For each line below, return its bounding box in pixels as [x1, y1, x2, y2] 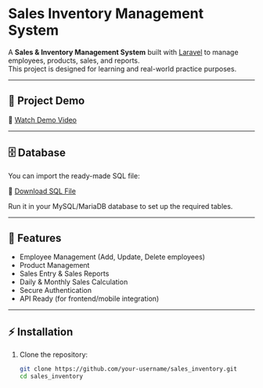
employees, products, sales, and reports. [8, 56, 140, 65]
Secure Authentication [19, 286, 92, 295]
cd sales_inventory [19, 372, 84, 381]
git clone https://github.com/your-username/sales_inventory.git [19, 365, 237, 373]
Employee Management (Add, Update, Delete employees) [19, 252, 206, 262]
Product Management [19, 261, 90, 270]
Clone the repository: [19, 350, 88, 360]
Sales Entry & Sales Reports [19, 269, 110, 279]
